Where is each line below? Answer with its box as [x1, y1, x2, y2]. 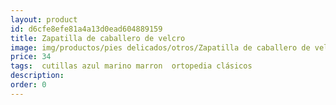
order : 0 [10, 80, 47, 90]
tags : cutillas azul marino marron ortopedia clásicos [10, 61, 253, 71]
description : [10, 71, 65, 81]
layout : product [10, 14, 78, 25]
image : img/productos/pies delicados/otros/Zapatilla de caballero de [10, 42, 311, 53]
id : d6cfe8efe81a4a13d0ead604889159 [10, 24, 163, 34]
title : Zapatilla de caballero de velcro [10, 33, 186, 43]
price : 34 [10, 52, 52, 62]
